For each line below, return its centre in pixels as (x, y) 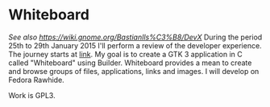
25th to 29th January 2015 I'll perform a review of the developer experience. (135, 45)
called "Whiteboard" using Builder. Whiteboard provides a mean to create (130, 63)
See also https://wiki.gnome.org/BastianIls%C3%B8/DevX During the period (135, 37)
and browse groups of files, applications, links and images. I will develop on (134, 71)
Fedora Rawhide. (36, 80)
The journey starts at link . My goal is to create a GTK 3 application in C (126, 54)
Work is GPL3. (32, 95)
